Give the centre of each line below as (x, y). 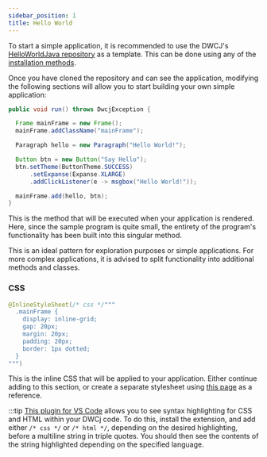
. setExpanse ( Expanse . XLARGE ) (77, 174)
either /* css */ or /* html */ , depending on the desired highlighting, (123, 428)
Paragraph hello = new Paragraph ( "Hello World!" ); (101, 145)
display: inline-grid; (60, 319)
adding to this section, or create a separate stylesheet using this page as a (130, 387)
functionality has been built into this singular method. (95, 236)
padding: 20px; (48, 341)
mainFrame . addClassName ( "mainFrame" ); (80, 131)
